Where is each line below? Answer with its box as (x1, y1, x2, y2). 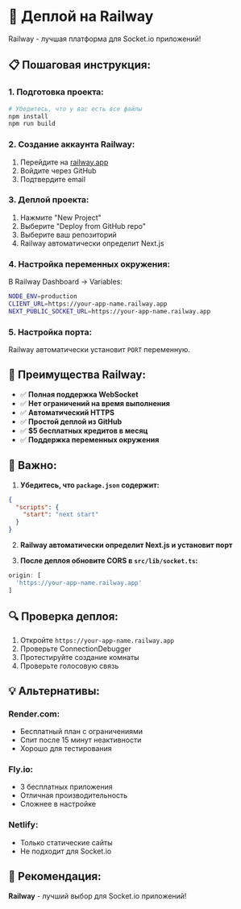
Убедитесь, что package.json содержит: (19, 479, 160, 490)
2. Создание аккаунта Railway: (8, 139, 135, 150)
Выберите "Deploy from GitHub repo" (19, 221, 147, 230)
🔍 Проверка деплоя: (8, 610, 118, 624)
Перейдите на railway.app (19, 157, 109, 167)
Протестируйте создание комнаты (19, 652, 139, 662)
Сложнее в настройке (19, 799, 97, 809)
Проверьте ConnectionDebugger (19, 644, 131, 654)
